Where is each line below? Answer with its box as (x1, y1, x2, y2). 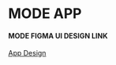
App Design (8, 49, 47, 58)
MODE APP (8, 5, 82, 23)
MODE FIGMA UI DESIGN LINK (8, 31, 108, 40)
